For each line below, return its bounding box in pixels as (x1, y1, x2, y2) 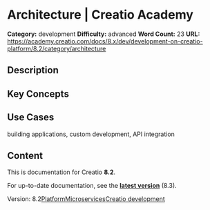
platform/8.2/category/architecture (7, 44, 106, 52)
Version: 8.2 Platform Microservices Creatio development (7, 195, 165, 203)
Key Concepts (7, 88, 69, 99)
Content (7, 149, 44, 162)
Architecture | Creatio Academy (7, 7, 193, 23)
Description (7, 64, 59, 76)
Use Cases (7, 111, 55, 124)
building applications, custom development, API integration (7, 130, 175, 138)
